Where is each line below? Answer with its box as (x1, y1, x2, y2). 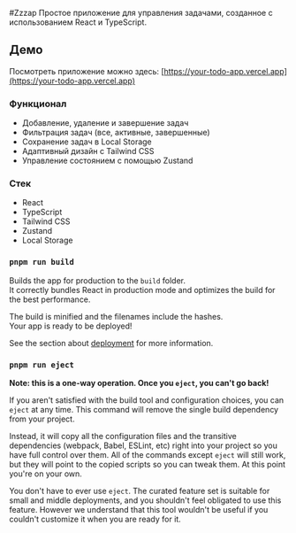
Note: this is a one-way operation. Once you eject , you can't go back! (9, 378, 269, 388)
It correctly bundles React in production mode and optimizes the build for (9, 284, 276, 295)
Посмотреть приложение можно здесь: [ (9, 66, 165, 76)
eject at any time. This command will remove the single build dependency (9, 405, 279, 414)
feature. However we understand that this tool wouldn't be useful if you (9, 505, 269, 514)
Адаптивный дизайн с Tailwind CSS (21, 146, 155, 157)
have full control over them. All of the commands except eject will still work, (9, 450, 286, 460)
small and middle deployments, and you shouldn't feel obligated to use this (9, 495, 282, 506)
